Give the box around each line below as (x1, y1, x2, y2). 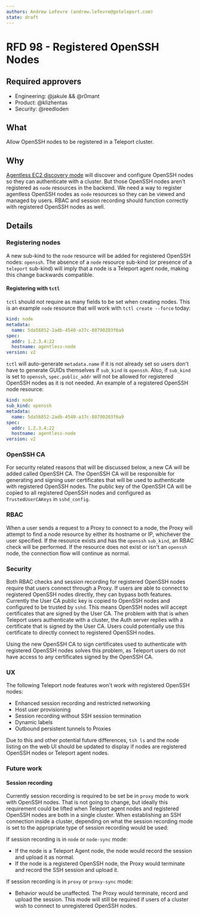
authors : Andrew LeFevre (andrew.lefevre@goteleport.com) (6, 8, 153, 15)
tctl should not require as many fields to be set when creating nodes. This (6, 298, 190, 306)
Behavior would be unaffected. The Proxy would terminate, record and (14, 889, 188, 897)
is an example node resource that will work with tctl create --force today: (6, 304, 191, 312)
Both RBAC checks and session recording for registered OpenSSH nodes (6, 578, 186, 585)
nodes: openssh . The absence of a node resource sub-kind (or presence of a (6, 258, 192, 266)
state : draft (6, 14, 39, 20)
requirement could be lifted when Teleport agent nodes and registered (6, 805, 179, 812)
